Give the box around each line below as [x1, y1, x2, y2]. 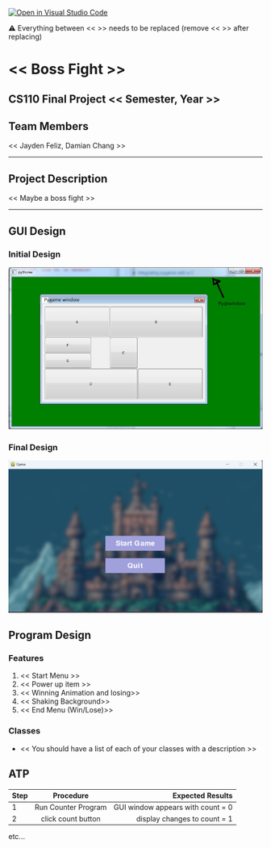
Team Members [8, 119, 89, 133]
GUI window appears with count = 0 [113, 803, 233, 812]
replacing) [8, 32, 43, 41]
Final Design [8, 441, 58, 453]
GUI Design [8, 224, 66, 238]
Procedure [52, 791, 89, 800]
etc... [8, 832, 26, 842]
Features [8, 653, 44, 664]
